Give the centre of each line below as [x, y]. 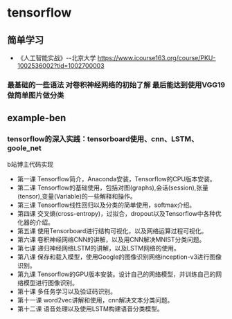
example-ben [37, 118]
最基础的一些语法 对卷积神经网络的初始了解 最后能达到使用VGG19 [116, 84]
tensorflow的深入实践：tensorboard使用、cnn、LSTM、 [103, 139]
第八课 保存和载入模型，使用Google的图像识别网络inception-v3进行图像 [119, 257]
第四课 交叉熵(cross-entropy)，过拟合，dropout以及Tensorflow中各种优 [119, 213]
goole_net [24, 148]
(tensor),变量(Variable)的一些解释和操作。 [77, 196]
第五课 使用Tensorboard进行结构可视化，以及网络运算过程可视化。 [112, 230]
